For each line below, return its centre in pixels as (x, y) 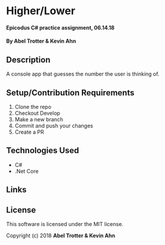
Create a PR (29, 132)
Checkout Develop (37, 113)
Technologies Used (42, 151)
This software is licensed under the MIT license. (65, 224)
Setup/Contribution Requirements (70, 93)
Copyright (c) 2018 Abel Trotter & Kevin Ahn (61, 236)
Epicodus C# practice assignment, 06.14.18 (60, 27)
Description (28, 59)
